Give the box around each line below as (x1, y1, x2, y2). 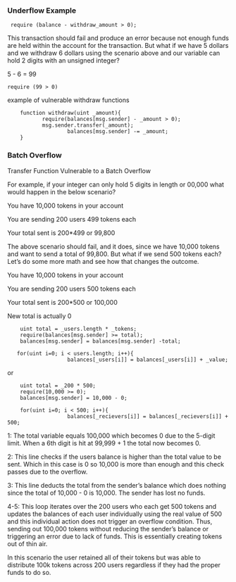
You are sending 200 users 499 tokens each (7, 215, 136, 223)
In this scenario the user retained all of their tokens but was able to (7, 553, 201, 562)
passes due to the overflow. (7, 467, 88, 476)
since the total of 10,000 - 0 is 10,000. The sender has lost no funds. (7, 488, 206, 497)
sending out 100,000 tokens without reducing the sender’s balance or (7, 524, 209, 533)
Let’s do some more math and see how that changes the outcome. (7, 257, 199, 265)
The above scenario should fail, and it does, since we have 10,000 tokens (7, 242, 220, 251)
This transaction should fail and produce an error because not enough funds (7, 34, 229, 42)
